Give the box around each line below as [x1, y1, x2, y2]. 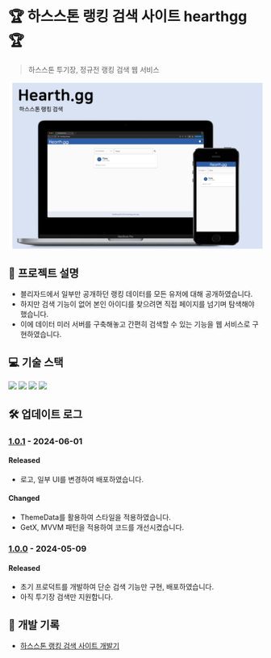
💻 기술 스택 [8, 356, 64, 369]
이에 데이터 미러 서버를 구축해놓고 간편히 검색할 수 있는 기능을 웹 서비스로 [19, 319, 251, 329]
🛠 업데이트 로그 [8, 407, 83, 421]
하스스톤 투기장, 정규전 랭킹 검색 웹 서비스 [27, 65, 160, 74]
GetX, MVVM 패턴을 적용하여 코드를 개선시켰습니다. [19, 523, 185, 532]
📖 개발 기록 [8, 618, 60, 631]
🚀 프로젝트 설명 [8, 267, 79, 281]
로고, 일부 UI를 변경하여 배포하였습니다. [19, 474, 144, 484]
